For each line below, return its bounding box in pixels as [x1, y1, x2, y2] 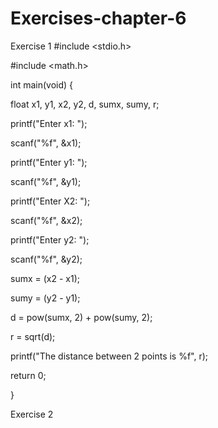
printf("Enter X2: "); [10, 195, 91, 207]
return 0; [10, 369, 47, 381]
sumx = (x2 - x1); [10, 272, 80, 284]
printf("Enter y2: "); [10, 233, 90, 246]
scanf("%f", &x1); [10, 137, 82, 149]
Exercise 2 [10, 408, 54, 420]
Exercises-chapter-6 [10, 7, 187, 30]
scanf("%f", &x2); [10, 214, 83, 226]
